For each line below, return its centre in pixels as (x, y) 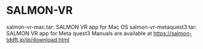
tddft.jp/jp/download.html (38, 39)
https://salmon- (173, 33)
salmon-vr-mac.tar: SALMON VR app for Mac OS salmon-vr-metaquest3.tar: (101, 27)
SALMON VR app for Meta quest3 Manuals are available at (79, 33)
